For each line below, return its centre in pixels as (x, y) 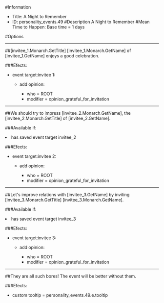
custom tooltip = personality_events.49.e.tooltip (60, 295)
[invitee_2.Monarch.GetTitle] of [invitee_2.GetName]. (58, 118)
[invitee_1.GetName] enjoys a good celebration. (52, 56)
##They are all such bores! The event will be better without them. (71, 276)
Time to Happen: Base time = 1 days (48, 27)
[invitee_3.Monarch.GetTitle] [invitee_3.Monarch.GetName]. (64, 200)
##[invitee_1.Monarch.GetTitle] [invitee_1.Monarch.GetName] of (68, 50)
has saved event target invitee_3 (44, 219)
